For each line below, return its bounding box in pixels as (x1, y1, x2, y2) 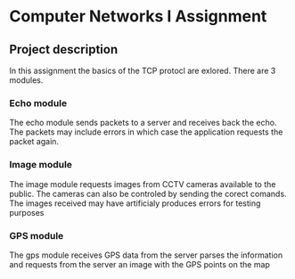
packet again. (9, 136, 60, 147)
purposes (9, 207, 45, 217)
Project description (9, 42, 119, 57)
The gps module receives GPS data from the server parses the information (9, 250, 283, 260)
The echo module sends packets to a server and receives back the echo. (9, 118, 277, 128)
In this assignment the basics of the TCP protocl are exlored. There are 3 (9, 65, 276, 76)
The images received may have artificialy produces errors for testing (9, 198, 261, 209)
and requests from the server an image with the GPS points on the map (9, 258, 270, 269)
